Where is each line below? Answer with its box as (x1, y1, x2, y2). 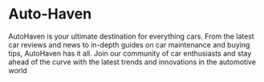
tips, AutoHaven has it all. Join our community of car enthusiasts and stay (8, 48, 252, 58)
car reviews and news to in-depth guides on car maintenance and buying (8, 39, 250, 49)
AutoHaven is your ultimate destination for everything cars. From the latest (8, 31, 254, 41)
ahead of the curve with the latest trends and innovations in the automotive (8, 57, 257, 67)
